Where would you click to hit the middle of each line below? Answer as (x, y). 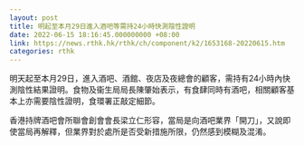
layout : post (34, 18)
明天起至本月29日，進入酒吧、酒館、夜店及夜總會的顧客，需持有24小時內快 (150, 79)
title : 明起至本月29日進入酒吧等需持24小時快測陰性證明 (103, 26)
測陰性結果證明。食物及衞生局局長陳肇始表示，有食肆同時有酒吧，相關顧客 (148, 90)
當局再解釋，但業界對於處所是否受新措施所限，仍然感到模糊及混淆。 (144, 131)
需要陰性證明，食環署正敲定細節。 (96, 101)
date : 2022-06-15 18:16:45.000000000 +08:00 (95, 34)
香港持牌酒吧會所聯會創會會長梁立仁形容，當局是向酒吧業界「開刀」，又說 (146, 121)
